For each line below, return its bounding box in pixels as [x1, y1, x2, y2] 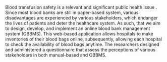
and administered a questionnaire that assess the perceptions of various [5, 47, 155, 52]
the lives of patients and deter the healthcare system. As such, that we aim [5, 20, 160, 26]
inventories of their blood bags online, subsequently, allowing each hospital [5, 36, 162, 42]
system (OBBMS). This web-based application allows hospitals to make [5, 31, 153, 36]
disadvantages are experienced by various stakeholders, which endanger [5, 15, 158, 20]
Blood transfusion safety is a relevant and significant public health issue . [5, 4, 157, 10]
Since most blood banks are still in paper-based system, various [5, 9, 139, 15]
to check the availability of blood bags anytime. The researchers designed [5, 41, 160, 47]
